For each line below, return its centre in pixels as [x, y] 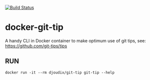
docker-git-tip [34, 27]
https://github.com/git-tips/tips [36, 46]
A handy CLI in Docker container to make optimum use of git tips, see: [75, 40]
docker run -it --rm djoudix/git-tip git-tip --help [60, 72]
